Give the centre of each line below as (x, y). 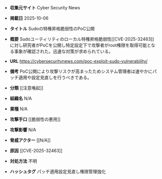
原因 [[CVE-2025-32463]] (36, 150)
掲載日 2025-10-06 (29, 18)
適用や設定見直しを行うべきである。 (55, 77)
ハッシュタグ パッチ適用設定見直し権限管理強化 (58, 171)
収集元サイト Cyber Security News (45, 8)
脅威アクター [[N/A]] (30, 140)
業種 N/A (19, 109)
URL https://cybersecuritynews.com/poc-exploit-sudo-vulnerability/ (79, 61)
